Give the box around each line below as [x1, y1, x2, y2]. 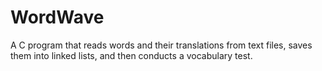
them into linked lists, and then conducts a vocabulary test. [10, 49, 253, 61]
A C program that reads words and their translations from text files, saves [10, 39, 313, 51]
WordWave [10, 6, 105, 29]
